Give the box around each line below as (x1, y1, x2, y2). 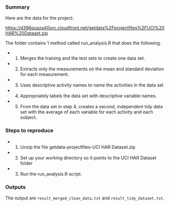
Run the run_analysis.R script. (20, 171, 82, 177)
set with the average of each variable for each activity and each (20, 109, 153, 115)
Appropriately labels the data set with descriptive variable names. (20, 93, 157, 99)
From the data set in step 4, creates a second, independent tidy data (20, 104, 163, 110)
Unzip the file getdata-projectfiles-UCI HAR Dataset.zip (20, 144, 136, 150)
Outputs (5, 183, 26, 190)
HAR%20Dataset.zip (5, 30, 48, 36)
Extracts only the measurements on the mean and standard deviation (20, 66, 164, 72)
